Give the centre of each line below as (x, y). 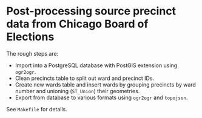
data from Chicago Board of (77, 24)
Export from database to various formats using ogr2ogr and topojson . (101, 97)
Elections (30, 37)
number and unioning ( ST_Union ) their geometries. (77, 91)
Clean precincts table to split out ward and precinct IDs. (85, 78)
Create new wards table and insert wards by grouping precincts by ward (105, 84)
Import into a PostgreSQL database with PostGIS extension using (96, 65)
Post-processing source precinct (91, 11)
